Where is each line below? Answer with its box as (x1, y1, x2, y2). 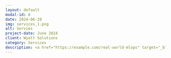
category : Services (5, 40, 47, 45)
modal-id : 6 (5, 12, 31, 17)
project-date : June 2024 (5, 31, 58, 36)
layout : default (5, 7, 40, 13)
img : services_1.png (5, 21, 49, 27)
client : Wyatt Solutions (5, 36, 58, 41)
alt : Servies (5, 26, 33, 31)
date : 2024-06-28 (5, 17, 42, 22)
